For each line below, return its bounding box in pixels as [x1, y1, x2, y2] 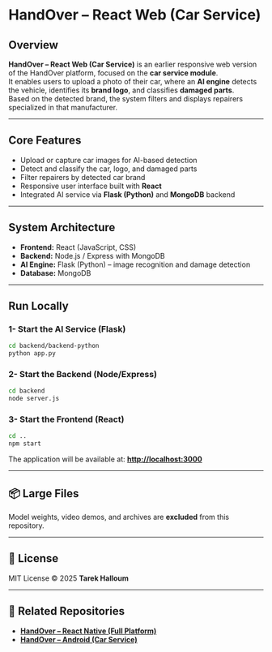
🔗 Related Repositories [8, 604, 125, 618]
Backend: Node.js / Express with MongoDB [19, 251, 165, 260]
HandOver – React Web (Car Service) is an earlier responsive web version [8, 59, 257, 69]
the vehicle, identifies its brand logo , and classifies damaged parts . [8, 85, 235, 95]
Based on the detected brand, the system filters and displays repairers [8, 94, 244, 103]
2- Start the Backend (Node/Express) [8, 368, 158, 380]
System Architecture [8, 221, 116, 234]
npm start [8, 440, 42, 448]
